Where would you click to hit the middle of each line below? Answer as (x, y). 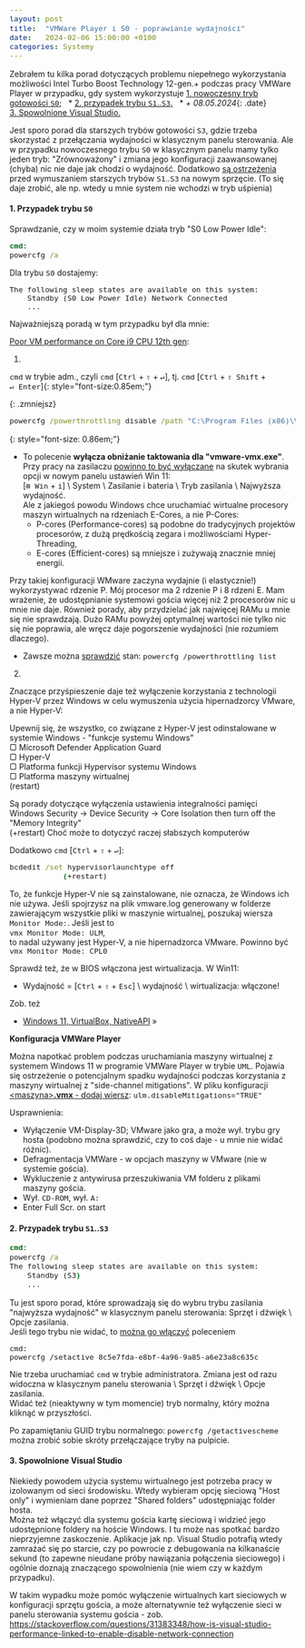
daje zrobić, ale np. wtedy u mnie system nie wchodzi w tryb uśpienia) (141, 188)
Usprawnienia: (36, 1113)
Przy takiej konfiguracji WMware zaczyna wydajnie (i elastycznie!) (133, 580)
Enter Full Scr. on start (64, 1207)
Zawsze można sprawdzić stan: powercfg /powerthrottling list (149, 656)
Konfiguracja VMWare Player (65, 1039)
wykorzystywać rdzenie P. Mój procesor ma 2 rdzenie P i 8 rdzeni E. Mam (147, 590)
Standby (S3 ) (54, 1276)
